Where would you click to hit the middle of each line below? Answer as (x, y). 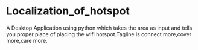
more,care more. (27, 40)
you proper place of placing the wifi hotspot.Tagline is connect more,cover (99, 34)
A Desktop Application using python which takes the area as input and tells (99, 28)
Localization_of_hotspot (68, 11)
